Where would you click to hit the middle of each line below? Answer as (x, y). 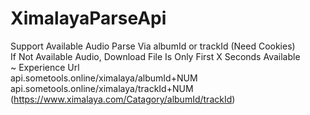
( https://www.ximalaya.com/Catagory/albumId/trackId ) (123, 99)
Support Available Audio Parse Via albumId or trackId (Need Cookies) (153, 46)
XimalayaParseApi (88, 18)
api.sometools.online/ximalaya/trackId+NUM (102, 88)
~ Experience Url (45, 67)
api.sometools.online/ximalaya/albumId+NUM (104, 78)
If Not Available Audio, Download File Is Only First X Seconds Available (155, 56)
